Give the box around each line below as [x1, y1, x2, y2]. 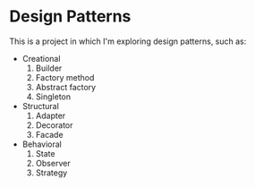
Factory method [35, 72, 95, 82]
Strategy [35, 167, 68, 178]
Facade [35, 129, 64, 140]
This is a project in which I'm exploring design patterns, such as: [9, 36, 247, 47]
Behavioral [21, 139, 63, 149]
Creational [21, 53, 61, 64]
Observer [35, 157, 71, 168]
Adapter [35, 110, 66, 121]
